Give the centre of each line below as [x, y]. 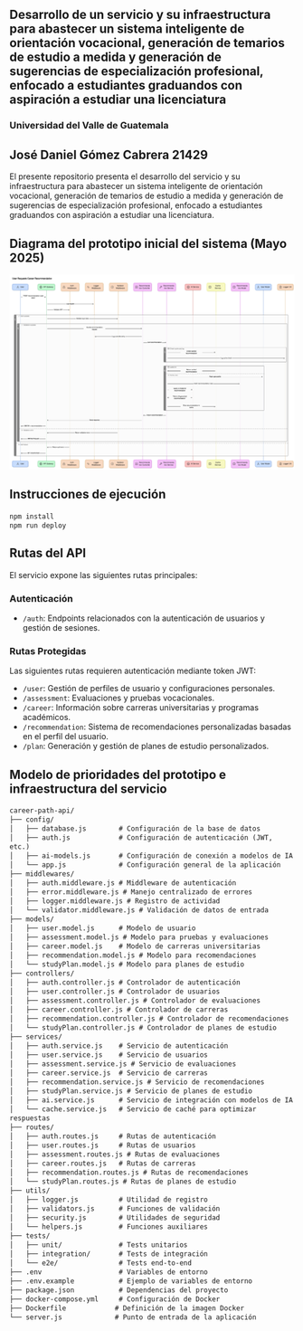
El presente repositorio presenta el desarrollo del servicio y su [125, 176]
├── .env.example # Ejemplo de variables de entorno [131, 1281]
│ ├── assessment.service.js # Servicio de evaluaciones [123, 1064]
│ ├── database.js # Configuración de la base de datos [135, 829]
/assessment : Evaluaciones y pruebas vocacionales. [118, 698]
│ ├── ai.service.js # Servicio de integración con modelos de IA [151, 1100]
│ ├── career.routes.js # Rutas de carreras [103, 1164]
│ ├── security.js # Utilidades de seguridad [115, 1218]
